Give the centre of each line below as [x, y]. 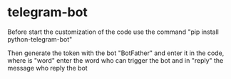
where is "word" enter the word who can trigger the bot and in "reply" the [115, 60]
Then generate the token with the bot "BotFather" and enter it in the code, [116, 53]
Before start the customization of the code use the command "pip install [113, 32]
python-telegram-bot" [40, 39]
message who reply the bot [47, 68]
